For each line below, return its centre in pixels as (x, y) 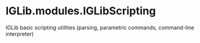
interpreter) (20, 33)
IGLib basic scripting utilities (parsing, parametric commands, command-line (100, 27)
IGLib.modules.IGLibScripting (81, 11)
